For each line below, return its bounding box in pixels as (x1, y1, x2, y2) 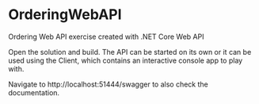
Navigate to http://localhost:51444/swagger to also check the (8, 79, 208, 89)
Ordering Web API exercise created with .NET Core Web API (8, 32, 204, 41)
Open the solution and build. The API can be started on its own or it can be (8, 47, 252, 56)
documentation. (8, 87, 60, 97)
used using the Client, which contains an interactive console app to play (8, 56, 243, 65)
